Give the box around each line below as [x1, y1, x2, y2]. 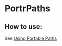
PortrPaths [4, 3, 51, 14]
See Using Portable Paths [4, 35, 57, 41]
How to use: [4, 23, 43, 31]
